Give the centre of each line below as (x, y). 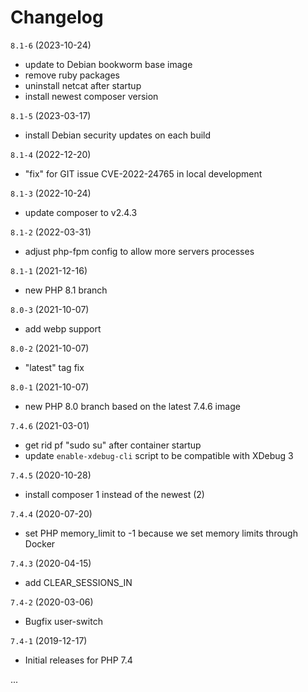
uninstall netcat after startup (83, 85)
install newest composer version (91, 96)
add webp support (63, 328)
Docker (40, 543)
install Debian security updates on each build (118, 135)
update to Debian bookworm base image (108, 64)
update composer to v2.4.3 (81, 212)
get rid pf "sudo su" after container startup (113, 445)
